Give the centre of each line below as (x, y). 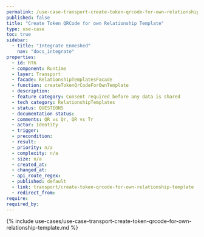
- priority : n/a (32, 147)
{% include (20, 221)
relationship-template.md (38, 228)
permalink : (20, 12)
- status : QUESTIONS (38, 108)
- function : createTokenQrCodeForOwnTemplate (70, 86)
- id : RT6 (24, 63)
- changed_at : (29, 170)
